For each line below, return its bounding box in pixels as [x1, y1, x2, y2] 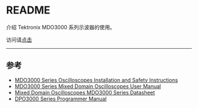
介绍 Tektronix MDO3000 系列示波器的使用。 [6, 23, 115, 31]
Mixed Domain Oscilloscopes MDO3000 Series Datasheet [14, 89, 155, 96]
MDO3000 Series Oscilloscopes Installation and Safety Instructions [14, 76, 179, 83]
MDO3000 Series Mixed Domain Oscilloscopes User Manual [14, 83, 161, 90]
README [6, 4, 51, 17]
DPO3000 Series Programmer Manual [14, 95, 107, 102]
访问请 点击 [6, 36, 32, 43]
